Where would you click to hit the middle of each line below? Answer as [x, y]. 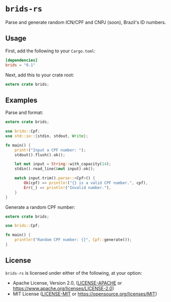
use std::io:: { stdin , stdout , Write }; [47, 136]
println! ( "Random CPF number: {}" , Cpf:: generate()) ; [73, 240]
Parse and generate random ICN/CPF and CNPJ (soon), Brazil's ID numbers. [86, 22]
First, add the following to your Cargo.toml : [51, 51]
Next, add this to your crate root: [40, 75]
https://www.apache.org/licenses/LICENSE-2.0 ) [63, 288]
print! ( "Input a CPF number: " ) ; [50, 150]
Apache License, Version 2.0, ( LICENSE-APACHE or [67, 283]
